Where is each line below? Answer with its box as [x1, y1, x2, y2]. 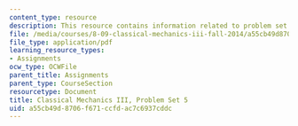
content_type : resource [9, 12, 98, 22]
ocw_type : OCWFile [9, 63, 77, 72]
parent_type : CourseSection [9, 79, 114, 88]
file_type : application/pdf [9, 37, 114, 47]
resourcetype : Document [9, 87, 98, 96]
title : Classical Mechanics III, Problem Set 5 [9, 95, 189, 105]
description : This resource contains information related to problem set [9, 21, 288, 30]
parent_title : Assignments [9, 71, 109, 80]
